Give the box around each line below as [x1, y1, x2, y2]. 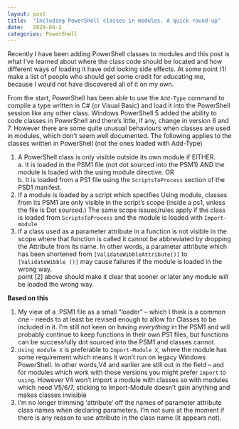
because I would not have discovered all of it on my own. [7, 80, 174, 89]
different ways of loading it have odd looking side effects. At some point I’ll [7, 65, 226, 73]
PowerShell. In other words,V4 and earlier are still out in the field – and [17, 361, 224, 369]
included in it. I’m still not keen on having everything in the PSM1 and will [17, 323, 230, 332]
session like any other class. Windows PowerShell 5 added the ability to [7, 109, 217, 117]
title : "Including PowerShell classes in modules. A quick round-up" [7, 17, 221, 24]
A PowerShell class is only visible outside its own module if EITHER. [17, 153, 216, 161]
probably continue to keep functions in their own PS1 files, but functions [17, 330, 229, 339]
